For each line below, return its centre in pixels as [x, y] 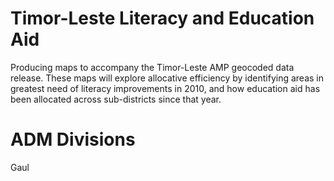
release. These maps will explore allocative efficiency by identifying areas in [167, 78]
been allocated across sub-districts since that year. [116, 99]
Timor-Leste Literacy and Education [162, 18]
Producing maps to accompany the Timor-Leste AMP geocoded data [152, 67]
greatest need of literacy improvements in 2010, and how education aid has [165, 88]
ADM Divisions [73, 139]
